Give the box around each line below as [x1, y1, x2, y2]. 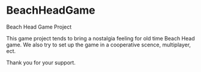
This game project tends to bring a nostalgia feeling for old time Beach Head [6, 35, 195, 42]
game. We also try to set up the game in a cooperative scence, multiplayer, [6, 41, 191, 48]
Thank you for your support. [6, 59, 76, 66]
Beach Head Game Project [6, 23, 72, 30]
